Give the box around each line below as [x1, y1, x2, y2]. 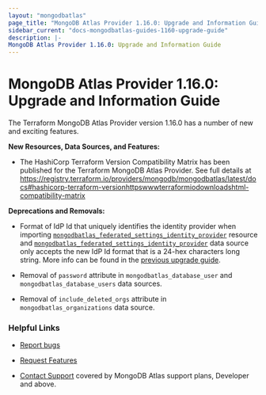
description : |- [8, 33, 62, 42]
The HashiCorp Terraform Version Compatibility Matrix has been [19, 158, 230, 167]
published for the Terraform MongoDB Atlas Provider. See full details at [19, 165, 252, 175]
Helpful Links [8, 322, 61, 333]
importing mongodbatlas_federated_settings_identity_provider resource [19, 230, 258, 240]
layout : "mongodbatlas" [8, 11, 87, 20]
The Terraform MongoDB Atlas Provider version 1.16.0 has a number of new [8, 118, 253, 127]
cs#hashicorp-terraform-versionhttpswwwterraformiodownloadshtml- [19, 183, 249, 192]
